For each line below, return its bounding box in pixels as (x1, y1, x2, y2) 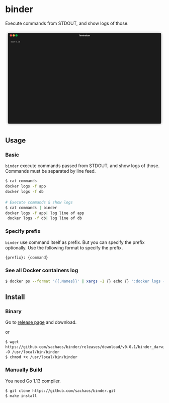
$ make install (5, 393, 37, 398)
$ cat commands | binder (5, 205, 57, 210)
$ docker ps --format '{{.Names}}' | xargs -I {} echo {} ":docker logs (5, 279, 161, 284)
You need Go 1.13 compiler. (5, 378, 61, 384)
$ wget (5, 339, 19, 344)
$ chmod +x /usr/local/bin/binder (5, 355, 78, 360)
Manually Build (5, 366, 43, 373)
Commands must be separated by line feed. (5, 168, 96, 174)
